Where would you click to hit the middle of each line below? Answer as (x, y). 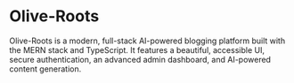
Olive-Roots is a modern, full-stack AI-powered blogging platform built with (147, 41)
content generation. (45, 69)
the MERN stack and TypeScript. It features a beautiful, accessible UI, (137, 49)
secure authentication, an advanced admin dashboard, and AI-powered (140, 59)
